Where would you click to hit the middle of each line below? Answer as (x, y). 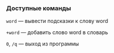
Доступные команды (39, 8)
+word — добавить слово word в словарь (57, 32)
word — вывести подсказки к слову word (57, 21)
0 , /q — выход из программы (43, 44)
